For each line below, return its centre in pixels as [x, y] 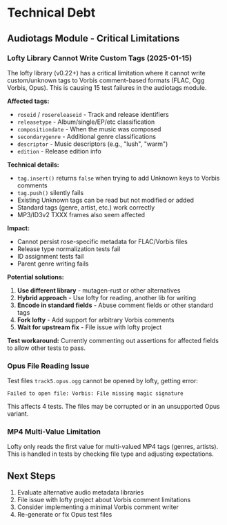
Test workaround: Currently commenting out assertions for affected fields [113, 340]
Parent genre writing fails [53, 264]
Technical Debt [51, 13]
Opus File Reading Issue [48, 366]
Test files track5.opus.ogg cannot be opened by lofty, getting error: [103, 381]
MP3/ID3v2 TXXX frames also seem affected [81, 214]
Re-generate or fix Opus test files [65, 515]
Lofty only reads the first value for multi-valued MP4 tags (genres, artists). [113, 447]
